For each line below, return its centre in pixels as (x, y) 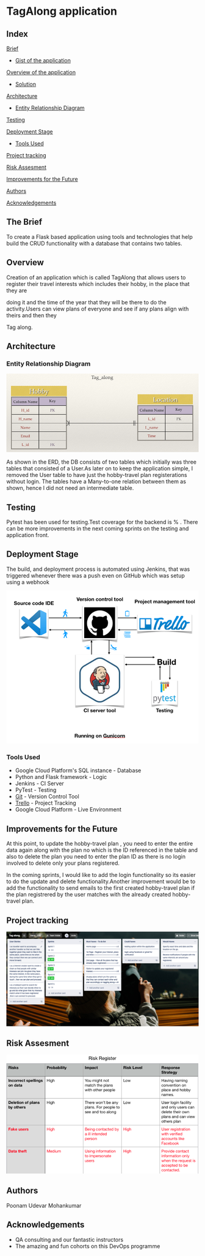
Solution (26, 84)
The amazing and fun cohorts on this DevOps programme (88, 1246)
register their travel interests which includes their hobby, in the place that (98, 284)
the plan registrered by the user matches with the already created (89, 895)
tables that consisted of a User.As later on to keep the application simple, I (100, 468)
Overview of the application (41, 72)
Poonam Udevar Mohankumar (44, 1205)
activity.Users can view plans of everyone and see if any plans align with (98, 309)
